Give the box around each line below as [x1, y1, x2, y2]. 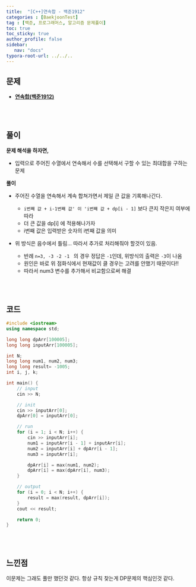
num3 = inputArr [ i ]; [27, 451, 78, 457]
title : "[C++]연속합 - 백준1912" [6, 8, 86, 15]
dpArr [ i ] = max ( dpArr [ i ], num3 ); [27, 468, 110, 474]
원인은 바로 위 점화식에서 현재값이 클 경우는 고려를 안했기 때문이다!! [23, 260, 179, 267]
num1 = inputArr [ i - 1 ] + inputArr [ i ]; [27, 440, 127, 446]
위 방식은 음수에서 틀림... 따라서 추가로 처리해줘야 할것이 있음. [14, 240, 157, 247]
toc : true [6, 25, 31, 31]
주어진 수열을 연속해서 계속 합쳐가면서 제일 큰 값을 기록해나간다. [14, 192, 162, 200]
